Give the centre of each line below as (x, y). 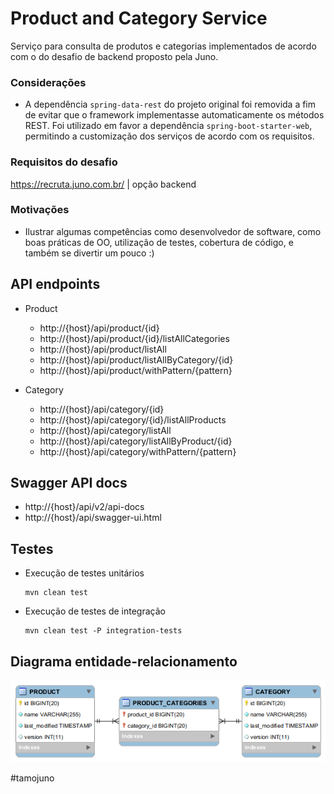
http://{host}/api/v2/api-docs (84, 507)
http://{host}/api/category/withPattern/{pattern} (138, 451)
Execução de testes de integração (95, 611)
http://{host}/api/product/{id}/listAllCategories (134, 338)
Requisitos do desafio (64, 162)
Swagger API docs (69, 483)
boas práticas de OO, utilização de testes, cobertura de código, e (159, 242)
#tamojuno (32, 778)
